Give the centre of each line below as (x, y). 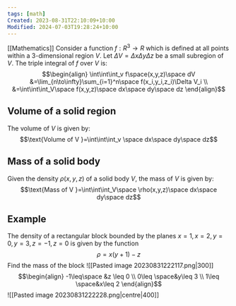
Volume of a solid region (62, 111)
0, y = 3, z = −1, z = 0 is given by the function (73, 243)
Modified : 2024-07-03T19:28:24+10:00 (63, 27)
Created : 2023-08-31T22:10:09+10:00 (61, 20)
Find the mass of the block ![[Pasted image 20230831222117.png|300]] (111, 266)
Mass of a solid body (54, 162)
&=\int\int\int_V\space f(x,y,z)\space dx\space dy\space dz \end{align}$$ (119, 90)
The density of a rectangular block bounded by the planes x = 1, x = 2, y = (115, 236)
